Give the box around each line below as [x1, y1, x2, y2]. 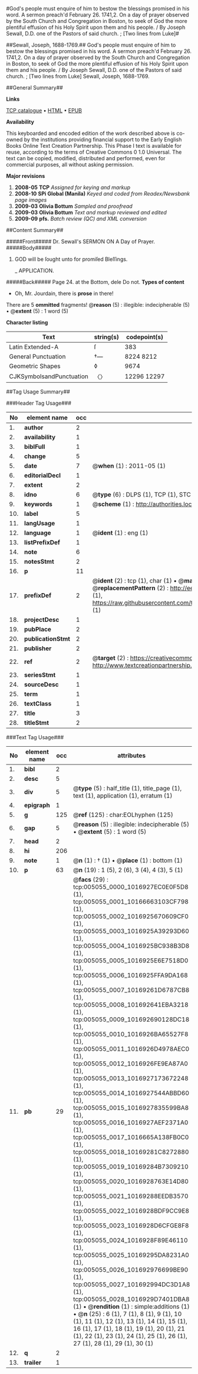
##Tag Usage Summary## [6, 388, 71, 395]
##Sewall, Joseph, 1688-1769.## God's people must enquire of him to [6, 41, 176, 48]
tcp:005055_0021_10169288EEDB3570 [72, 1192, 189, 1200]
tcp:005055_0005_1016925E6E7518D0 [72, 956, 189, 965]
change [24, 452, 46, 460]
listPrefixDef [24, 538, 61, 547]
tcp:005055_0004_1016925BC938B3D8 [72, 942, 190, 950]
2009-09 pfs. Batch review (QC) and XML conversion [14, 215, 147, 222]
